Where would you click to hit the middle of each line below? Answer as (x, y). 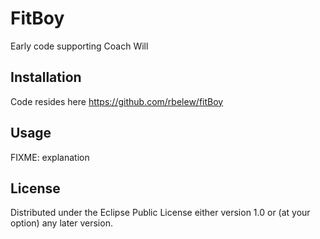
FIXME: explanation (50, 157)
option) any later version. (61, 223)
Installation (46, 77)
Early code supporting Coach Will (79, 46)
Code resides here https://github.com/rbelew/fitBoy (117, 101)
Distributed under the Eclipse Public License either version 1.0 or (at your (160, 213)
